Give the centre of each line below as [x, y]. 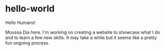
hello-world [30, 9]
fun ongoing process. [27, 42]
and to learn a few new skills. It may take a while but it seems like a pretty [81, 37]
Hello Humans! [21, 22]
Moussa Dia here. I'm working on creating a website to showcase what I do [83, 32]
